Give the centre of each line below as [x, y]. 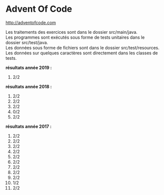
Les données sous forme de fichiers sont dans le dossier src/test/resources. [82, 48]
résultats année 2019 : [29, 68]
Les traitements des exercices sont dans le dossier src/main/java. [71, 32]
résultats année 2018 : [29, 86]
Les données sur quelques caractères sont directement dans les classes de [82, 53]
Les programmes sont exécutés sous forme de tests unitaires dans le [75, 37]
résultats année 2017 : [29, 126]
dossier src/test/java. [27, 42]
